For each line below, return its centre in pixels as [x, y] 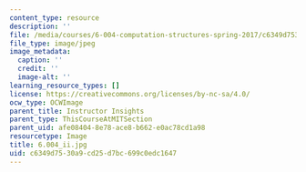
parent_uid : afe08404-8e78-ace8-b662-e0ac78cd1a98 [107, 128]
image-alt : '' [44, 77]
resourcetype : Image [49, 137]
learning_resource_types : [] [65, 86]
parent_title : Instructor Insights [77, 111]
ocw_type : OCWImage [46, 102]
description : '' [40, 26]
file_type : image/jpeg [52, 43]
